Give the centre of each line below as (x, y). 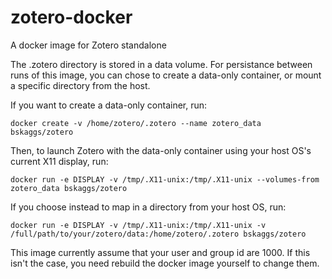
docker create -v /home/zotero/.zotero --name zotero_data (136, 123)
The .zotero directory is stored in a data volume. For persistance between (161, 64)
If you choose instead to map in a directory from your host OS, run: (148, 207)
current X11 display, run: (59, 161)
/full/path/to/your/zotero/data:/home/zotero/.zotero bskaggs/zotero (158, 234)
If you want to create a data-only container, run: (109, 105)
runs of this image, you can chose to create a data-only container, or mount (166, 75)
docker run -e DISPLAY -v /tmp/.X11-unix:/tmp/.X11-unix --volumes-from (165, 179)
